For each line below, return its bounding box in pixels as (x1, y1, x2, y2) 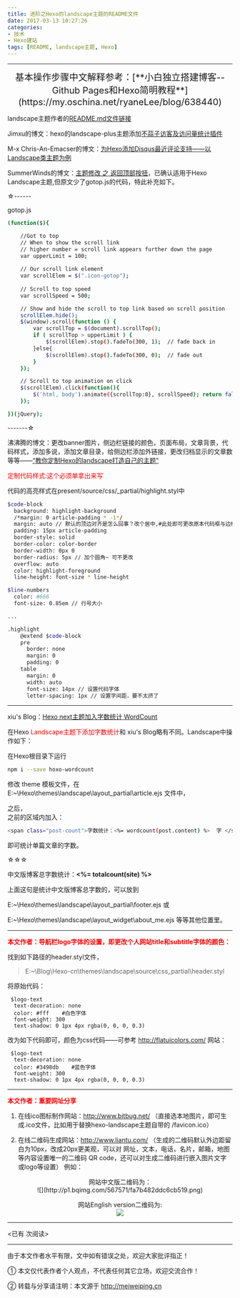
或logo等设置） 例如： (17, 1162, 84, 1172)
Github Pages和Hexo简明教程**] (51, 84, 189, 96)
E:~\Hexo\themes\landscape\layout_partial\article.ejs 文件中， (7, 789, 189, 797)
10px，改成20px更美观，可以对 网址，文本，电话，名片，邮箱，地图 (30, 1144, 230, 1154)
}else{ (33, 344, 53, 352)
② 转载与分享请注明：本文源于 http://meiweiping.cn (7, 1282, 162, 1290)
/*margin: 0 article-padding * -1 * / (14, 514, 123, 521)
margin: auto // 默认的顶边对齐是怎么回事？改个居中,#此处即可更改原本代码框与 (14, 521, 226, 528)
